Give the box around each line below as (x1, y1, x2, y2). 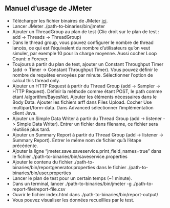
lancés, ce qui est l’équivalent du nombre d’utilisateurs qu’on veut (12, 44, 151, 51)
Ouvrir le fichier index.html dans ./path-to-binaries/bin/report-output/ (12, 191, 159, 197)
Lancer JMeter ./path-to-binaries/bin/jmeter (12, 23, 105, 29)
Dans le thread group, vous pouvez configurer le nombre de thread (12, 39, 154, 45)
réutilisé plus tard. (12, 126, 51, 132)
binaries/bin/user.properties (12, 170, 71, 176)
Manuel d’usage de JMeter (5, 4, 92, 13)
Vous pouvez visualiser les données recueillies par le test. (12, 197, 135, 203)
